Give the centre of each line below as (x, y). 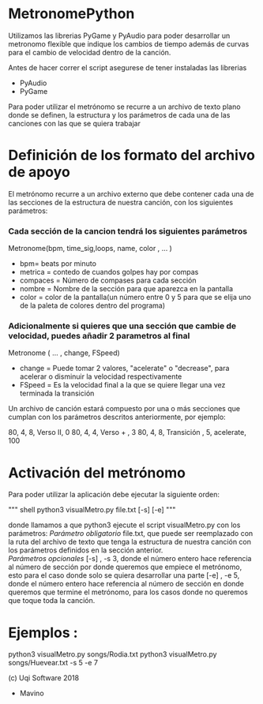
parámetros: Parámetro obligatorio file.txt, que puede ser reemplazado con (131, 534)
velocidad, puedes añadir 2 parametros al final (99, 336)
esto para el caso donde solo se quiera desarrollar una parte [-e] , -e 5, (124, 575)
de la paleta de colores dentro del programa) (92, 305)
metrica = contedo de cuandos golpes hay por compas (109, 272)
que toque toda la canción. (52, 601)
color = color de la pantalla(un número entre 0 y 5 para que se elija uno (135, 298)
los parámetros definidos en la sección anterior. (86, 550)
